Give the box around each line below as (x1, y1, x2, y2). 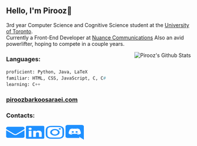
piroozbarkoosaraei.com (6, 95, 78, 104)
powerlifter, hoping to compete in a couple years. (6, 40, 125, 47)
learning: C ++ (6, 81, 41, 87)
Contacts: (6, 111, 35, 120)
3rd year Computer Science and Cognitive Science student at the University (6, 21, 189, 28)
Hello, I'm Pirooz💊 (6, 6, 72, 16)
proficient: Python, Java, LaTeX (6, 69, 88, 75)
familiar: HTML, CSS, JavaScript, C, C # (6, 75, 107, 81)
